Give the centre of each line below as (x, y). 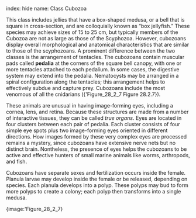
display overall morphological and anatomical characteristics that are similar (97, 44)
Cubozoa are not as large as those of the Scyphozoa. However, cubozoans (96, 38)
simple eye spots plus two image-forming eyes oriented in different (87, 130)
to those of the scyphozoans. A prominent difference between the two (91, 51)
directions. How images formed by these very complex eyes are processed (97, 136)
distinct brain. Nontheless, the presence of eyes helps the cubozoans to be (97, 149)
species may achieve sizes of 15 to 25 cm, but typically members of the (92, 32)
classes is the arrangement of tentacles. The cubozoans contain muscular (95, 57)
